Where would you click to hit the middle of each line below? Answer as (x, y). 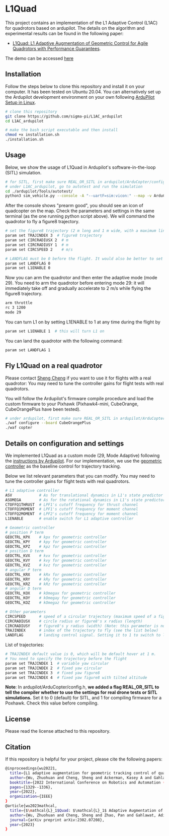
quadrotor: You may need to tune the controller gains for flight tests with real (84, 383)
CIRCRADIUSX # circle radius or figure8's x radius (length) (74, 621)
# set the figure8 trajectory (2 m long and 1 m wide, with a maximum (81, 231)
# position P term (24, 532)
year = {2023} (22, 824)
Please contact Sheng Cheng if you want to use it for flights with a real (78, 378)
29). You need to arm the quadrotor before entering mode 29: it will (75, 283)
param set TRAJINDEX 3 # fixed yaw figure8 (53, 673)
